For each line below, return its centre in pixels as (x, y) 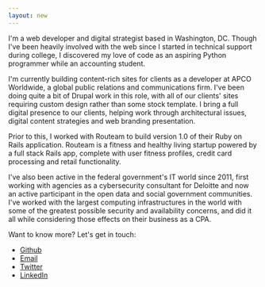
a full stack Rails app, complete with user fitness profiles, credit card (120, 153)
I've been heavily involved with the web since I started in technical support (130, 46)
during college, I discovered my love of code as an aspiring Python (117, 55)
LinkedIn (34, 275)
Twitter (31, 266)
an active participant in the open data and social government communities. (131, 193)
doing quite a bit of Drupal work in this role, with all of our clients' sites (123, 95)
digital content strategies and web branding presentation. (102, 121)
